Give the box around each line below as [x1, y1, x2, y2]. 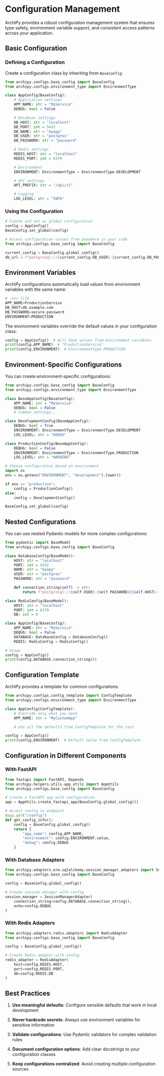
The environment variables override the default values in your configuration [5, 323, 157, 329]
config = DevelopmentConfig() [14, 495, 76, 500]
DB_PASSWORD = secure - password [5, 309, 64, 314]
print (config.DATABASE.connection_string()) [5, 657, 97, 662]
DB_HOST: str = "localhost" [14, 120, 71, 125]
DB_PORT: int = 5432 [14, 124, 56, 129]
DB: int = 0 [14, 612, 38, 617]
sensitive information [12, 1022, 55, 1028]
